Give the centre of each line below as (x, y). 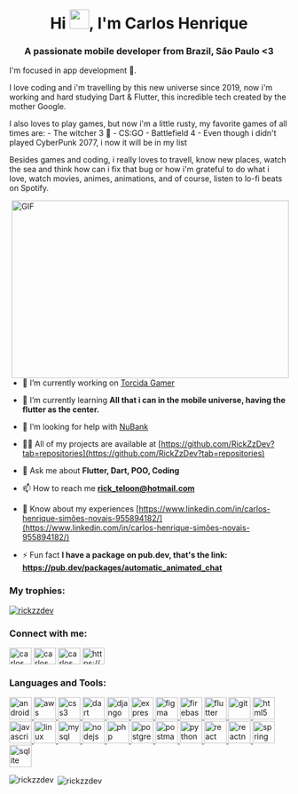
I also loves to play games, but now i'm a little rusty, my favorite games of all (149, 123)
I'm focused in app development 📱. (73, 70)
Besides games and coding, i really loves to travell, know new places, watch (148, 160)
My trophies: (37, 591)
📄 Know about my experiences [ (80, 509)
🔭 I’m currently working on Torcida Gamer (98, 383)
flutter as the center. (61, 409)
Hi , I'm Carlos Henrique (149, 24)
